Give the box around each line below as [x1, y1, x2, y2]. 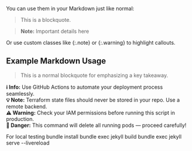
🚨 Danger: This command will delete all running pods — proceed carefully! [6, 122, 187, 129]
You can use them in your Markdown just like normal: [6, 5, 134, 12]
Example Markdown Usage [6, 56, 106, 66]
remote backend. [6, 103, 48, 110]
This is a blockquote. [20, 16, 71, 23]
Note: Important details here [20, 28, 89, 35]
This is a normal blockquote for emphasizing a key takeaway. [20, 72, 169, 79]
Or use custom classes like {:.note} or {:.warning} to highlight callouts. [6, 39, 176, 46]
